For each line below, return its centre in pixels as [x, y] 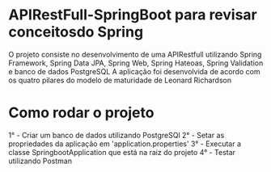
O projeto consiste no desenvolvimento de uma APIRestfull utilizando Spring [135, 54]
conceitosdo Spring [76, 32]
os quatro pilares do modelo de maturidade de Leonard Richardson [120, 80]
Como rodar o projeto [81, 113]
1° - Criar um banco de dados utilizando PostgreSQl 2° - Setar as [116, 135]
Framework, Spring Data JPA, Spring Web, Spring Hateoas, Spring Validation [136, 63]
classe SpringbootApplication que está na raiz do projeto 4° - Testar [122, 152]
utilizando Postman [40, 161]
